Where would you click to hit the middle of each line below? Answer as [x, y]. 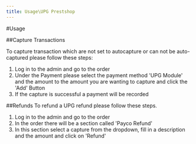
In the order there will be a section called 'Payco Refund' [84, 123]
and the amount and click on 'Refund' [60, 136]
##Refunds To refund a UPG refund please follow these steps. [82, 105]
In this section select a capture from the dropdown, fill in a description [100, 129]
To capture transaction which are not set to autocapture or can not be [91, 51]
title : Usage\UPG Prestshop [41, 12]
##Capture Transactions [36, 40]
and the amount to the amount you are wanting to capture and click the [101, 81]
